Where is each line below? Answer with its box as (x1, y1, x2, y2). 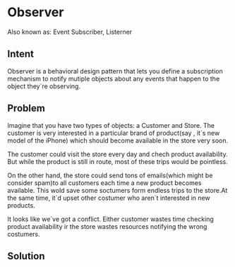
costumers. (7, 230, 40, 238)
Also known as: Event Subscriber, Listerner (7, 28, 133, 36)
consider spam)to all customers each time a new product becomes (7, 178, 202, 187)
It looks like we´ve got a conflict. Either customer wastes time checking (7, 215, 214, 223)
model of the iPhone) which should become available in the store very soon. (7, 136, 229, 145)
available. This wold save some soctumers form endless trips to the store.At (7, 186, 228, 194)
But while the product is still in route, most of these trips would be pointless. (7, 157, 228, 166)
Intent (7, 48, 34, 60)
